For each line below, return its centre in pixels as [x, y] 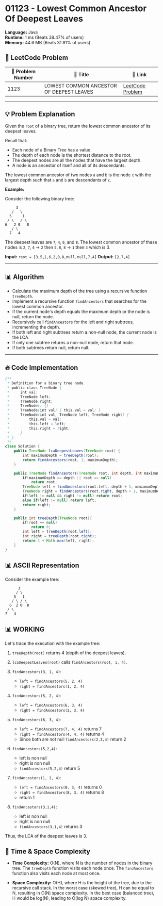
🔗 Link [139, 74]
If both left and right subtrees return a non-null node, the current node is [84, 332]
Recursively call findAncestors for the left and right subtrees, [73, 322]
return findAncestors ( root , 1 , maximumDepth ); [70, 460]
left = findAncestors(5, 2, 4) [51, 682]
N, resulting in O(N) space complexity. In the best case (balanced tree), [83, 893]
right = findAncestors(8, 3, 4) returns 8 [62, 792]
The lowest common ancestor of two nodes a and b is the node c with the [78, 175]
